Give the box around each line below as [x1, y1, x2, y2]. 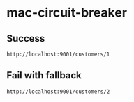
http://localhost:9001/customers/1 [6, 51, 110, 58]
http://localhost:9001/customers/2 [6, 88, 110, 95]
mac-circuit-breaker [6, 5, 127, 21]
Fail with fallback [6, 69, 82, 81]
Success [6, 33, 45, 44]
